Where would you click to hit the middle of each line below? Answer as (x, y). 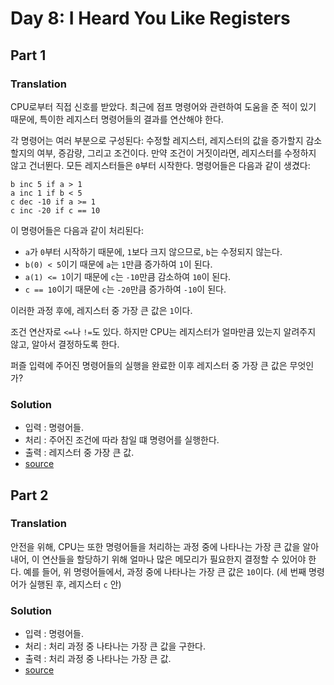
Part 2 (29, 495)
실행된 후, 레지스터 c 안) (75, 584)
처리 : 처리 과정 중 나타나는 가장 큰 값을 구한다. (115, 646)
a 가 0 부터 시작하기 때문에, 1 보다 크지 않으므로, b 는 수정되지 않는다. (153, 251)
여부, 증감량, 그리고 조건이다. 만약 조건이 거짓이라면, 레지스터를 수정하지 (176, 153)
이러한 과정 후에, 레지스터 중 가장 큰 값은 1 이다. (101, 310)
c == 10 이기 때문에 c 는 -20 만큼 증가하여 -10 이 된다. (125, 289)
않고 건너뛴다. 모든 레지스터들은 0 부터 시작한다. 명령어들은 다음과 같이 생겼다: (160, 165)
